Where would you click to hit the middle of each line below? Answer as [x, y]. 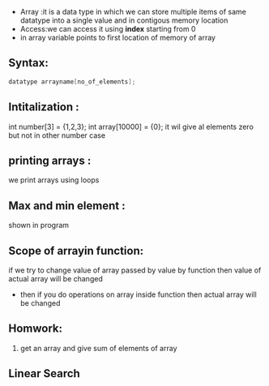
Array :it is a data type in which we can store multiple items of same [133, 12]
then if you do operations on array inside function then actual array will [138, 294]
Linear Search [45, 373]
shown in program [39, 225]
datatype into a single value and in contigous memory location [124, 20]
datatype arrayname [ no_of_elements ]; [72, 81]
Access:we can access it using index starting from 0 [108, 29]
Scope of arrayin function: [76, 251]
